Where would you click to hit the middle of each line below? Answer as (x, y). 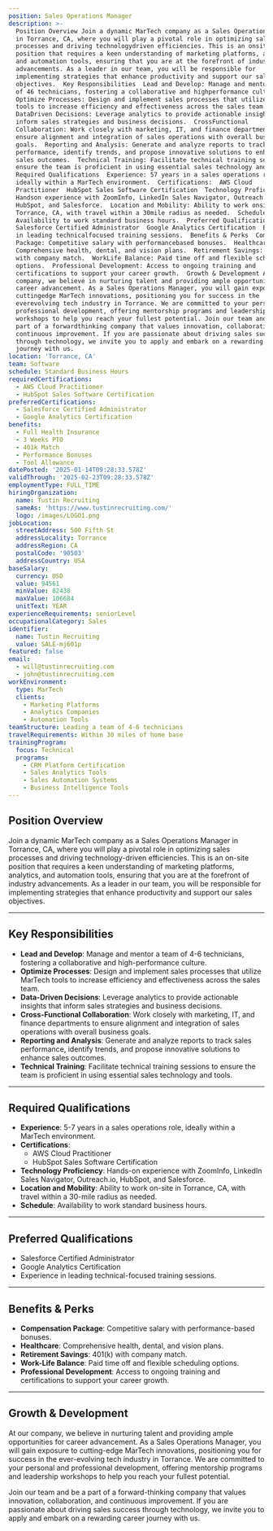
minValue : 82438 (43, 591)
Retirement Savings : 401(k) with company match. (104, 1354)
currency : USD (39, 576)
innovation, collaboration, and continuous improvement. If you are (119, 1500)
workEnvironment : (38, 682)
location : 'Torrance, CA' (52, 357)
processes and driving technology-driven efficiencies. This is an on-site (129, 857)
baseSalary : (28, 568)
